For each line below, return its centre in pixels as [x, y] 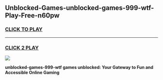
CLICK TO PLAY [24, 30]
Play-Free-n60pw [32, 16]
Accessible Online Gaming [32, 72]
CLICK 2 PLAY [22, 48]
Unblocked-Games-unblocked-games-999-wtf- [80, 8]
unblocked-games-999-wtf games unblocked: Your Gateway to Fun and [79, 67]
